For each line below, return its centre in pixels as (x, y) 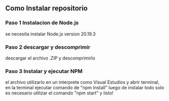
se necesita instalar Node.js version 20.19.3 (50, 34)
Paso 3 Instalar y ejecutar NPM (44, 71)
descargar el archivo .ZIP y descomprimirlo (50, 58)
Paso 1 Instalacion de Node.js (42, 23)
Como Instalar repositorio (46, 8)
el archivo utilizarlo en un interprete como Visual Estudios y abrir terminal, (82, 82)
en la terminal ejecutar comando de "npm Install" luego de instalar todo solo (85, 88)
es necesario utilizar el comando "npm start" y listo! (59, 93)
